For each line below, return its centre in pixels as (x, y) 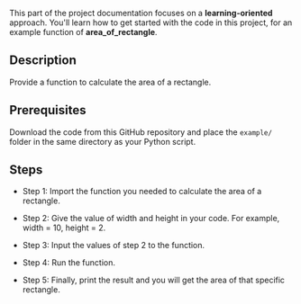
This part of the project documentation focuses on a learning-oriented (141, 13)
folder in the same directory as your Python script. (103, 141)
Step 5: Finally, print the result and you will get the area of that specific (154, 280)
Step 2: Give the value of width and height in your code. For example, (151, 219)
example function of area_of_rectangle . (83, 32)
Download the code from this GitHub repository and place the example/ (141, 132)
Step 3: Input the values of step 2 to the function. (114, 246)
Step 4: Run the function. (68, 263)
